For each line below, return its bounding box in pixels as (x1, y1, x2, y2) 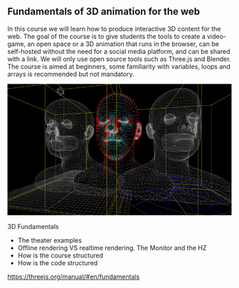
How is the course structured (17, 251, 103, 260)
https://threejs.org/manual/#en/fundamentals (7, 272, 140, 281)
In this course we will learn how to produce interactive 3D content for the (7, 24, 221, 33)
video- (206, 32, 226, 40)
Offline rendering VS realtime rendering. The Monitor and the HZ (17, 243, 207, 252)
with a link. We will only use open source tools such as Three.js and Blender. (7, 55, 231, 63)
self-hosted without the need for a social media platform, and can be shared (7, 47, 230, 55)
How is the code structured (17, 258, 98, 267)
